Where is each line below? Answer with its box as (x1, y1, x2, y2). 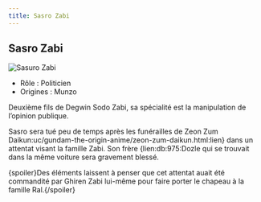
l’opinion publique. (8, 111, 70, 121)
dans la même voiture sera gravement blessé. (8, 152, 159, 162)
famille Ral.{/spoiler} (8, 185, 76, 195)
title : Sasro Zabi (8, 11, 70, 20)
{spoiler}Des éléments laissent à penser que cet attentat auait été (8, 168, 225, 178)
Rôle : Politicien (19, 78, 71, 89)
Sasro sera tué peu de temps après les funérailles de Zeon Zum (8, 126, 218, 137)
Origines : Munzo (19, 87, 78, 97)
